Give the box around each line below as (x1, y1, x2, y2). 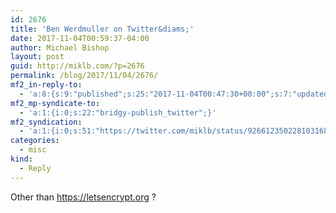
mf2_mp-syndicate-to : (10, 98, 101, 108)
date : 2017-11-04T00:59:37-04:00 (10, 33, 150, 43)
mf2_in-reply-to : (10, 80, 83, 90)
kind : (10, 154, 33, 164)
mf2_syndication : (10, 117, 83, 127)
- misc (19, 145, 47, 155)
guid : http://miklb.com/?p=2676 (10, 61, 145, 71)
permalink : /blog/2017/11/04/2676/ (10, 71, 159, 81)
